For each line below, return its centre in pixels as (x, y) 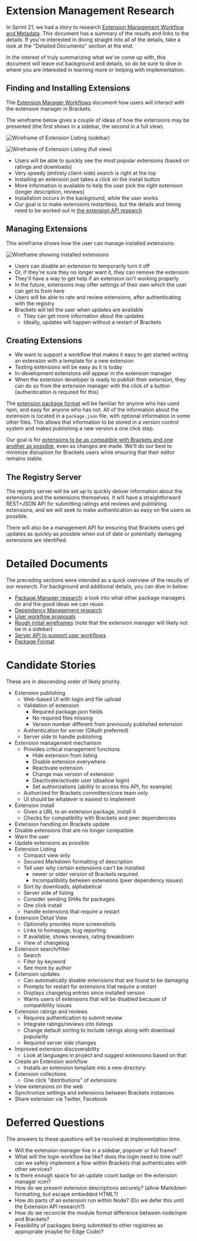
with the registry (34, 303)
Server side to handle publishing (63, 737)
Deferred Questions (55, 1123)
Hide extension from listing (65, 755)
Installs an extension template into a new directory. (85, 1068)
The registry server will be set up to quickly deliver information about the (94, 491)
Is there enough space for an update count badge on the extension (96, 1175)
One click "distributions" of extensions (70, 1081)
